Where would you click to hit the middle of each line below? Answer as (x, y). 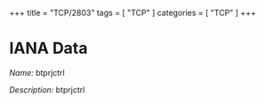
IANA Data (48, 48)
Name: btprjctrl (37, 72)
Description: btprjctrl (47, 89)
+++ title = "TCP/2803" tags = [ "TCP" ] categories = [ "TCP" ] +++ (132, 13)
